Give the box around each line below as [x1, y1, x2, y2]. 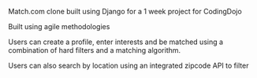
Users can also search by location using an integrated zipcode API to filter [8, 61, 249, 70]
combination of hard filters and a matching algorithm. [8, 46, 181, 54]
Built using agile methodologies [8, 22, 110, 31]
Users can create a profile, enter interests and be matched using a [8, 37, 223, 46]
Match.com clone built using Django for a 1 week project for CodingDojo [8, 7, 242, 16]
